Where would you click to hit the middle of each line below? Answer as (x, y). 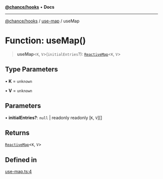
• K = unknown (19, 81)
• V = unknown (19, 90)
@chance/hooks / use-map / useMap (42, 21)
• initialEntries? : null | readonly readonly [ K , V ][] (54, 117)
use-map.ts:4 (18, 172)
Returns (17, 133)
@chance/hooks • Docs (30, 7)
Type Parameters (32, 69)
